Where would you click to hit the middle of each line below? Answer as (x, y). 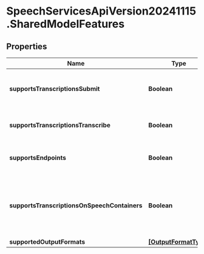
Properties (27, 46)
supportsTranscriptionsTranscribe (60, 125)
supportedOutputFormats (47, 242)
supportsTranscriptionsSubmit (55, 89)
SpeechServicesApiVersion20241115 (101, 11)
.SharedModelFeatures (66, 24)
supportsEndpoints (38, 158)
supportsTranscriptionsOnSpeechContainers (76, 206)
